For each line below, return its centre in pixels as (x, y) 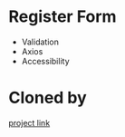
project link (29, 122)
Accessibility (45, 61)
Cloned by (48, 98)
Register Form (62, 17)
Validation (40, 42)
